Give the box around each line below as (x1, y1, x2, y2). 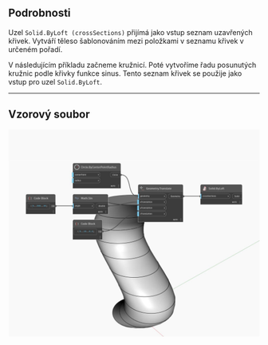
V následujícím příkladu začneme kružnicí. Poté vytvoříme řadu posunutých (8, 60, 257, 69)
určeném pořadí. (8, 44, 63, 54)
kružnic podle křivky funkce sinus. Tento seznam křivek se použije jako (8, 68, 242, 78)
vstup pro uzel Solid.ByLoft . (8, 77, 102, 86)
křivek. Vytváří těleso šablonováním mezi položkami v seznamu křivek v (8, 36, 245, 46)
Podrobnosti (8, 6, 71, 20)
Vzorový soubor (8, 108, 90, 121)
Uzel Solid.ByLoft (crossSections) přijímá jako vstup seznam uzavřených (8, 27, 253, 37)
